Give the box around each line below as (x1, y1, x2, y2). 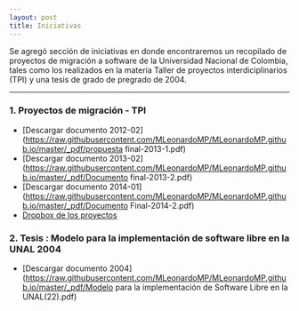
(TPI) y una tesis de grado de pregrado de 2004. (9, 74, 187, 84)
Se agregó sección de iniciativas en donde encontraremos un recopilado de (9, 45, 287, 56)
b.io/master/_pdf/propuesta (21, 143, 123, 154)
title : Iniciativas (9, 21, 82, 30)
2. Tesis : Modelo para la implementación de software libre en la (9, 232, 290, 244)
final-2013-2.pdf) (130, 171, 193, 182)
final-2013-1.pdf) (124, 143, 187, 154)
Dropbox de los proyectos (21, 210, 117, 220)
